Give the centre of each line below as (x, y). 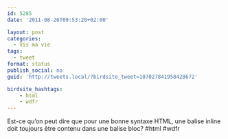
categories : (24, 38)
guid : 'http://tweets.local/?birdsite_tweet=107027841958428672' (102, 77)
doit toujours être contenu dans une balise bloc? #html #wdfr (93, 129)
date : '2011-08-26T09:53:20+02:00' (58, 20)
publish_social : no (35, 70)
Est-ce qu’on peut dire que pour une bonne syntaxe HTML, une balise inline (114, 121)
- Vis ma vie (32, 45)
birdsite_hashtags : (35, 89)
